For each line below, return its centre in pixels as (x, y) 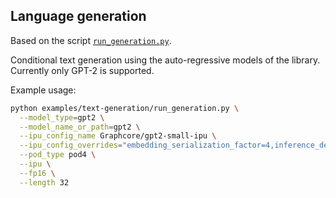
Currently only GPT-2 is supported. (82, 70)
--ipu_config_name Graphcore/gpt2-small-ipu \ (118, 136)
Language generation (78, 16)
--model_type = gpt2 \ (62, 117)
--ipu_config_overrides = (71, 145)
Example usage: (43, 90)
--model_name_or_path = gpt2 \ (80, 127)
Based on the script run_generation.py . (91, 40)
